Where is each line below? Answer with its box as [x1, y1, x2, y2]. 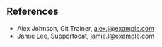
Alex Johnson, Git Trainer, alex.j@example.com [16, 24, 155, 32]
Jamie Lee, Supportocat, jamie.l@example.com [16, 32, 155, 40]
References [6, 6, 59, 18]
